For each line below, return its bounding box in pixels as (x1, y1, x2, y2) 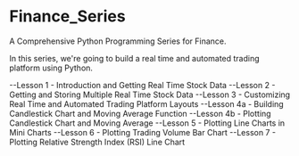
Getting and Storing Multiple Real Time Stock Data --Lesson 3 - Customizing (9, 89, 291, 100)
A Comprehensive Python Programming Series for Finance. (9, 36, 227, 46)
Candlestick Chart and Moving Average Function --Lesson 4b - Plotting (9, 108, 271, 119)
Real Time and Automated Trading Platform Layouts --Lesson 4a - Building (9, 98, 284, 109)
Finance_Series (9, 6, 127, 27)
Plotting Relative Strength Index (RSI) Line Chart (9, 136, 186, 147)
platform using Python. (9, 62, 94, 73)
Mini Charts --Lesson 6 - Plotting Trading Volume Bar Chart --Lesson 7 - (9, 127, 277, 137)
